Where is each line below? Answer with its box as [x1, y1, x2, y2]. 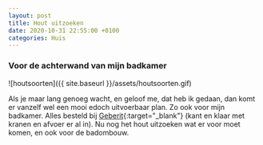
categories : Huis [8, 33, 66, 42]
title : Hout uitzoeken [8, 19, 84, 27]
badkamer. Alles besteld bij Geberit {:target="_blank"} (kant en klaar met [8, 111, 245, 120]
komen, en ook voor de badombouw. [8, 127, 130, 137]
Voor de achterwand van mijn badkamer [8, 61, 167, 72]
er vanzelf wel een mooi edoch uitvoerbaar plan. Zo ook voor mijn [8, 102, 225, 112]
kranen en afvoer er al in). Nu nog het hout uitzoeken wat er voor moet [8, 119, 241, 128]
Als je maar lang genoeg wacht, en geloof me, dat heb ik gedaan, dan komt [8, 93, 256, 104]
